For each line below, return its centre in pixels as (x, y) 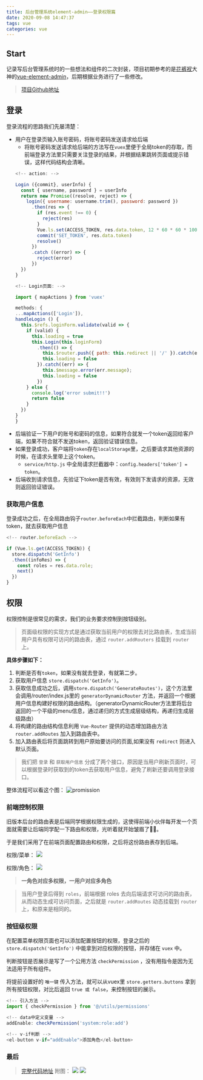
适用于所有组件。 (33, 969)
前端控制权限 (25, 807)
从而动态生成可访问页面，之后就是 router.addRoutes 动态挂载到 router (109, 902)
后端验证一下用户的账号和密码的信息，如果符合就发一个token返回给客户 (104, 433)
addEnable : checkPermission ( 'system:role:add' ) (68, 1023)
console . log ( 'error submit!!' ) (71, 393)
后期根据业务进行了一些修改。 (109, 77)
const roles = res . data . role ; (55, 566)
